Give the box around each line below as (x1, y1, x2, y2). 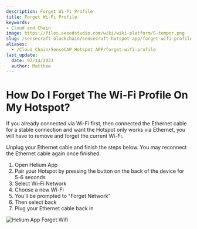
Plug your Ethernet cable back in (14, 205, 94, 212)
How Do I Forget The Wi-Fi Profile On (6, 88, 189, 101)
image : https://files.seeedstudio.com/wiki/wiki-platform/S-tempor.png (6, 30, 185, 36)
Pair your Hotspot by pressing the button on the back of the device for (14, 168, 185, 175)
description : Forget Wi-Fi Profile (6, 8, 93, 15)
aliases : (6, 42, 28, 47)
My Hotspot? (6, 101, 70, 114)
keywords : (6, 19, 30, 25)
